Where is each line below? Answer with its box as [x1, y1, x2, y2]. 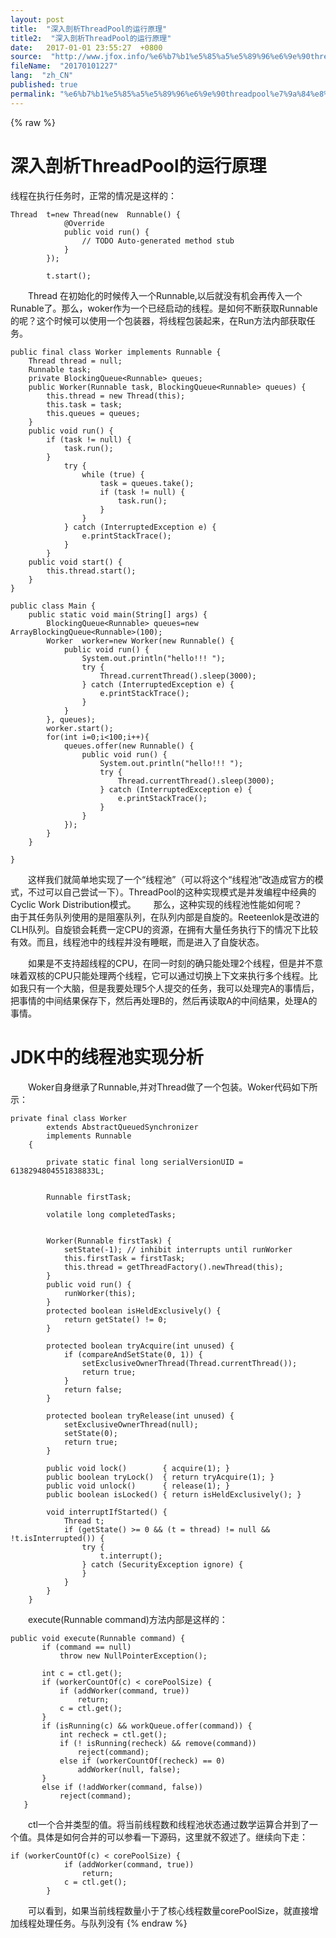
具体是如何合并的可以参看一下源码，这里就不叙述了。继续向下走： [36, 1831, 308, 1843]
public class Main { [10, 601, 97, 611]
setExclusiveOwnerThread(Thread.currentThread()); [81, 1358, 298, 1368]
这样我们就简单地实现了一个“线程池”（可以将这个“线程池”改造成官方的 [28, 873, 315, 885]
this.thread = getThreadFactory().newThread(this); [63, 1262, 284, 1272]
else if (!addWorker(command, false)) [41, 1782, 203, 1792]
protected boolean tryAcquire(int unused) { [46, 1341, 235, 1351]
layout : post [10, 14, 65, 25]
